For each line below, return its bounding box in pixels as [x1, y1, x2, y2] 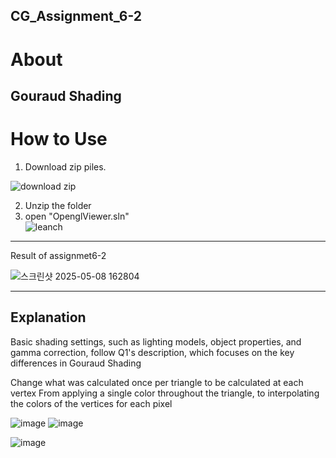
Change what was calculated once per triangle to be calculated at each [10, 376, 304, 388]
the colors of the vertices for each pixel [10, 397, 173, 409]
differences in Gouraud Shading [10, 357, 142, 369]
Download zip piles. [24, 160, 107, 173]
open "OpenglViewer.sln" [24, 210, 130, 222]
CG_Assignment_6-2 [10, 8, 143, 25]
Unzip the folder [24, 199, 92, 211]
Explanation [10, 309, 87, 326]
